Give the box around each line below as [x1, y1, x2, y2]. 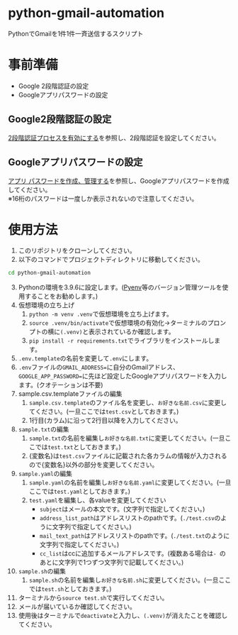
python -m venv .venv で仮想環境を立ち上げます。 [28, 310, 173, 319]
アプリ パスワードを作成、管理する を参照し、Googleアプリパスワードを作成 [8, 176, 229, 185]
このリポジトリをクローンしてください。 [18, 246, 137, 255]
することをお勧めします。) [24, 292, 98, 301]
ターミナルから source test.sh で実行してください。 [18, 594, 169, 602]
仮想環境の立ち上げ [18, 301, 75, 309]
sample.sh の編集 [18, 567, 67, 575]
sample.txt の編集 [18, 425, 69, 434]
